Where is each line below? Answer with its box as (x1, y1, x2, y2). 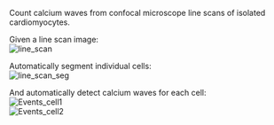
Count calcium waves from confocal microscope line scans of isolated (9, 8, 266, 18)
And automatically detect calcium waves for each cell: (9, 88, 207, 98)
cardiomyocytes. (9, 17, 71, 27)
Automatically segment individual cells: (9, 61, 153, 71)
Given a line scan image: (9, 35, 99, 44)
